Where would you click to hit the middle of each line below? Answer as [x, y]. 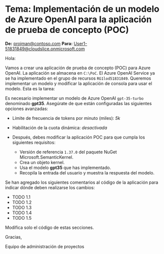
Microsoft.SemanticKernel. [46, 157]
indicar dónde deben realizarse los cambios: [50, 187]
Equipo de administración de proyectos [45, 246]
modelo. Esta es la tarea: [30, 88]
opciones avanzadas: [27, 109]
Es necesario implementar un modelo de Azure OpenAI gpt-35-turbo [74, 98]
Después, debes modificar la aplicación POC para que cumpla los [79, 137]
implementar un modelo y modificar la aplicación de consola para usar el [79, 83]
